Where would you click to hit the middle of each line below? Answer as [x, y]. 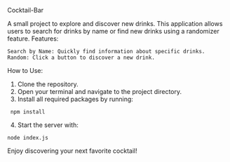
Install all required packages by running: [75, 99]
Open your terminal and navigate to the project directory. [100, 92]
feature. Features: [33, 39]
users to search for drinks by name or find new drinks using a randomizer [113, 31]
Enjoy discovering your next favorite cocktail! [73, 151]
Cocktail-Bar [26, 10]
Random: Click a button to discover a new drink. [81, 58]
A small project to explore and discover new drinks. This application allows [115, 23]
